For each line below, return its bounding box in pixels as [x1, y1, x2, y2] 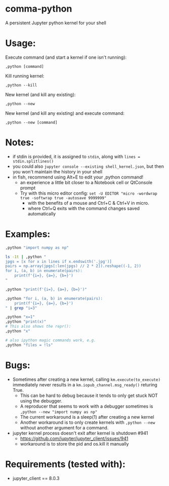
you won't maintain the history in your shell [12, 168, 103, 174]
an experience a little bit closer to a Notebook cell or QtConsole [20, 179, 153, 185]
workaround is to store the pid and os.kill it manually [20, 440, 129, 447]
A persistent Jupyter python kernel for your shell [5, 20, 106, 26]
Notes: [5, 137, 34, 148]
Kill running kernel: [5, 73, 45, 79]
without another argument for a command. [20, 424, 109, 430]
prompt [20, 185, 36, 191]
